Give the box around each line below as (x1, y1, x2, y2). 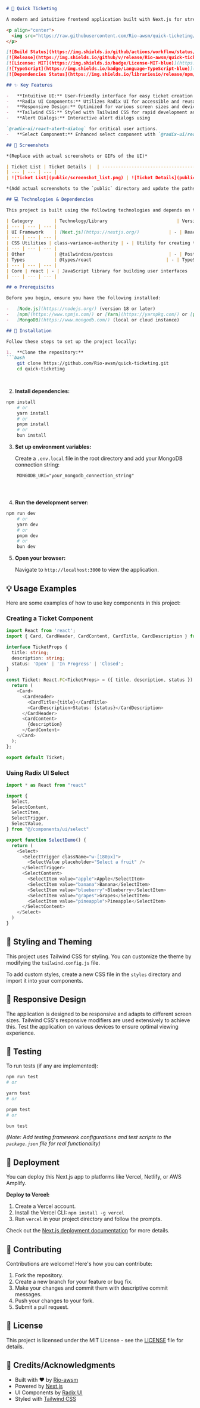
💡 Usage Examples (6, 583, 77, 594)
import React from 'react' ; (6, 628, 76, 634)
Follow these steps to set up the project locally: (6, 338, 137, 345)
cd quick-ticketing (17, 366, 65, 372)
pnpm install (17, 421, 49, 427)
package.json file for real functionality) (6, 1140, 101, 1147)
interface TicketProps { (6, 644, 68, 650)
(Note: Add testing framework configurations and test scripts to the (6, 1134, 171, 1141)
